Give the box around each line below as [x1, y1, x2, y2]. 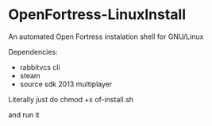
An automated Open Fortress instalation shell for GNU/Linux [8, 32, 204, 41]
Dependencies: [8, 47, 58, 56]
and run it [8, 109, 40, 120]
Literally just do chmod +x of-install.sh [8, 94, 133, 104]
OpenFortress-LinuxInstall [8, 6, 187, 24]
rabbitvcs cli [19, 62, 61, 72]
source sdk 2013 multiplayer [19, 79, 113, 89]
